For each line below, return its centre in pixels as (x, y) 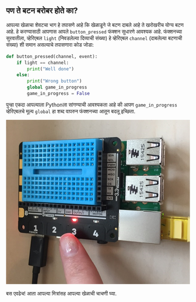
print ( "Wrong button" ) (55, 81)
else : (23, 75)
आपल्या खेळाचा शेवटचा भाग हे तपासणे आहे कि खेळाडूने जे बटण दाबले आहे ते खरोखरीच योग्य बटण (95, 25)
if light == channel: (43, 63)
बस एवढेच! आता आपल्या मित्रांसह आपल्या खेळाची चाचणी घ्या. (61, 294)
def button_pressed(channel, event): (52, 56)
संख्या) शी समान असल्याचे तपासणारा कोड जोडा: (50, 44)
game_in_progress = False (59, 94)
